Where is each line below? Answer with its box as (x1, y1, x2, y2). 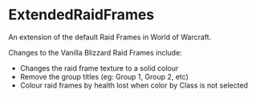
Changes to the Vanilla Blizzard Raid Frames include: (8, 47, 182, 57)
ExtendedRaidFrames (8, 6, 155, 24)
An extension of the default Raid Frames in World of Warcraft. (8, 32, 212, 42)
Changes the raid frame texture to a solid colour (19, 63, 179, 73)
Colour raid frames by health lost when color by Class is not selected (19, 80, 249, 90)
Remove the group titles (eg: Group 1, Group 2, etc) (19, 71, 189, 81)
